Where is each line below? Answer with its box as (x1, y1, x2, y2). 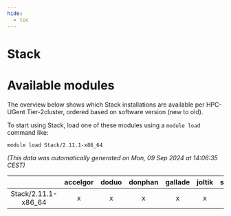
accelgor (64, 177, 94, 186)
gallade (165, 177, 190, 186)
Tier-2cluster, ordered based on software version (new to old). (26, 107, 203, 116)
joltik (197, 177, 214, 186)
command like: (7, 128, 49, 136)
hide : (7, 10, 23, 17)
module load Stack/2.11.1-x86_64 (7, 142, 103, 149)
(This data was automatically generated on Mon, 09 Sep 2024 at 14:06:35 (7, 153, 218, 162)
